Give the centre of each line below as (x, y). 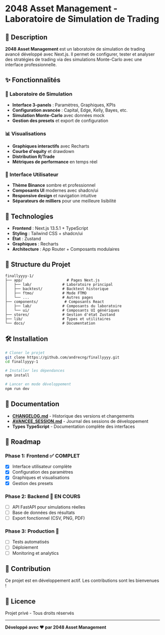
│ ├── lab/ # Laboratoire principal (59, 284)
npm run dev (17, 389)
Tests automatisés (31, 542)
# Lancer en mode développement (38, 384)
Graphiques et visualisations (41, 478)
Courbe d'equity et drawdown (43, 151)
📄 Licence (20, 601)
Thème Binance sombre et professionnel (54, 185)
